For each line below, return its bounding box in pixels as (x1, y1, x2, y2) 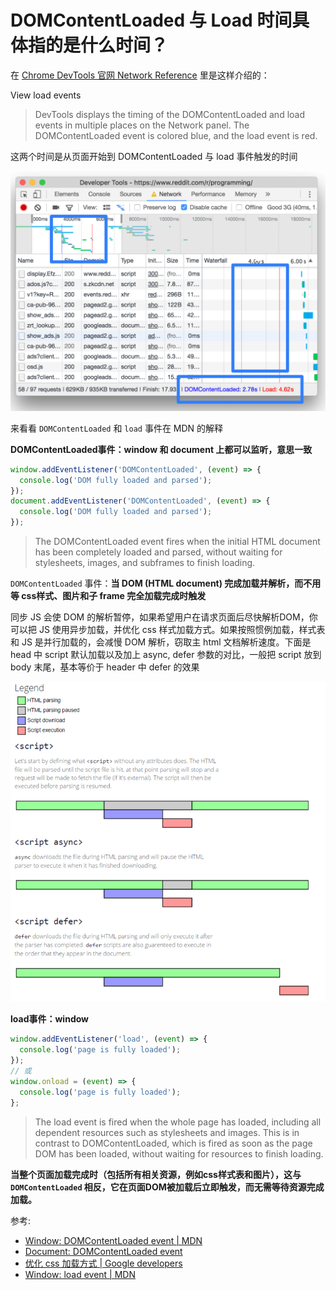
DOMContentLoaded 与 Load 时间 (10, 9, 293, 32)
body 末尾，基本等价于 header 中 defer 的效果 (10, 661, 200, 673)
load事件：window (10, 1013, 90, 1025)
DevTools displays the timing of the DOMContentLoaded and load (34, 108, 306, 120)
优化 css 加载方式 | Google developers (24, 1257, 183, 1269)
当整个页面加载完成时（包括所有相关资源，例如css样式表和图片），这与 (10, 1168, 302, 1180)
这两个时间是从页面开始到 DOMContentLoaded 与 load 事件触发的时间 (10, 150, 298, 162)
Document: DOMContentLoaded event (24, 1245, 183, 1257)
